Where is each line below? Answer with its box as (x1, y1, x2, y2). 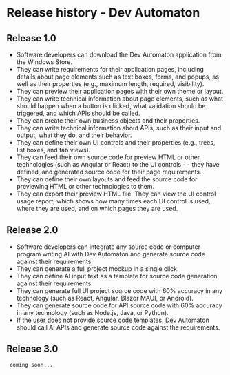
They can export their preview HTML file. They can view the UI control (16, 190, 216, 198)
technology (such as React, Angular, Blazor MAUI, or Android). (16, 294, 194, 302)
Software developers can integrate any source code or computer (16, 243, 201, 251)
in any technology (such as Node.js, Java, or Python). (16, 308, 169, 316)
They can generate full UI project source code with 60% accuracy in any (16, 286, 223, 294)
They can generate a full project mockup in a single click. (16, 264, 180, 273)
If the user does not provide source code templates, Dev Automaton (16, 316, 209, 324)
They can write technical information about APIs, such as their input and (16, 124, 222, 132)
